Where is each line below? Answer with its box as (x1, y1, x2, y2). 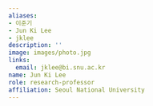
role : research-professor (8, 78, 95, 86)
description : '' (8, 41, 62, 49)
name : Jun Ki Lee (8, 71, 66, 79)
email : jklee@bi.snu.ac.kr (15, 64, 106, 72)
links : (8, 57, 30, 65)
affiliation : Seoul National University (8, 85, 146, 94)
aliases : (8, 11, 38, 20)
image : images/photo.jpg (8, 49, 91, 57)
